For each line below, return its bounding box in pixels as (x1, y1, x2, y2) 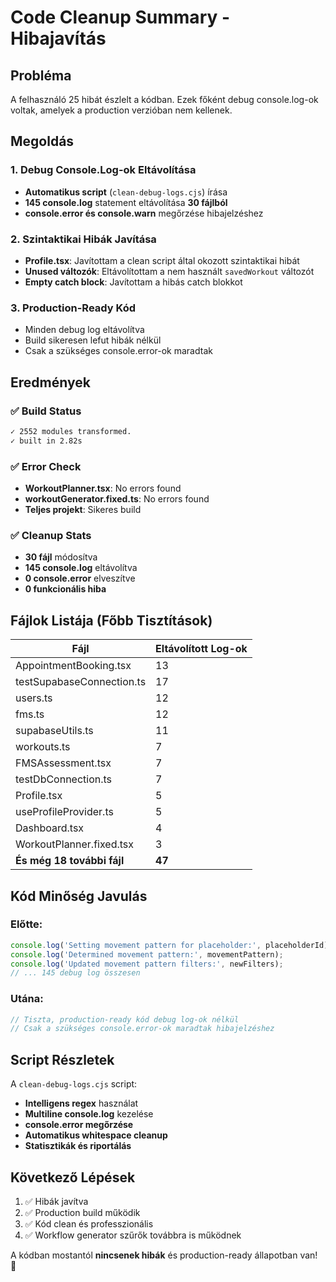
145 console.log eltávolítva (24, 562, 138, 574)
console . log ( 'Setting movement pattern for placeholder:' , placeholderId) (10, 940, 329, 950)
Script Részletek (10, 1051, 115, 1068)
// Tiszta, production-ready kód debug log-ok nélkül (10, 1014, 240, 1025)
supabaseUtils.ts (15, 724, 94, 738)
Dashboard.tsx (15, 821, 85, 835)
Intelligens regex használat (24, 1097, 139, 1110)
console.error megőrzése (24, 1119, 134, 1131)
